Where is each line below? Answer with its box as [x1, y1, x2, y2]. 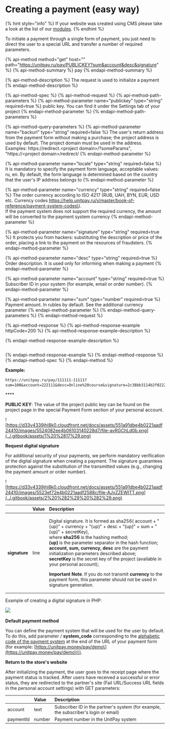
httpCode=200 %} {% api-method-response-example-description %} [5, 327, 151, 333]
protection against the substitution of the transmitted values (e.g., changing [5, 463, 163, 469]
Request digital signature [5, 442, 60, 448]
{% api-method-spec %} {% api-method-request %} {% [5, 92, 123, 98]
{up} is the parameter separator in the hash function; [49, 539, 158, 545]
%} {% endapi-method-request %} [30, 312, 103, 318]
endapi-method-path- [100, 108, 146, 114]
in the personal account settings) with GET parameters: [5, 685, 120, 691]
